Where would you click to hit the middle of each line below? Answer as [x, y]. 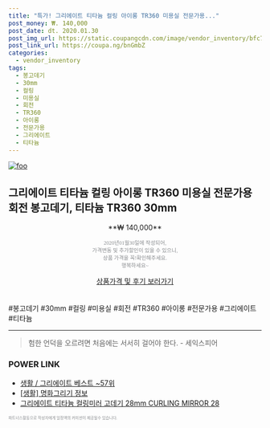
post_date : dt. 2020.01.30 [53, 31]
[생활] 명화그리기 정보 [54, 393]
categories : [28, 53]
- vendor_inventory [48, 61]
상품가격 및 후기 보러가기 [135, 281]
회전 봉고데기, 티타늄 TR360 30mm [93, 208]
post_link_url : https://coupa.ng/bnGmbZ [77, 46]
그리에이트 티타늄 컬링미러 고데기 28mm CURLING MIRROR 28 [119, 403]
